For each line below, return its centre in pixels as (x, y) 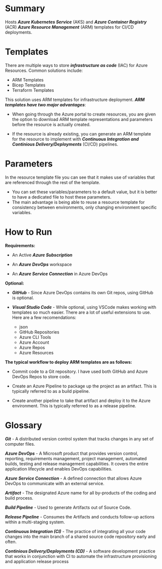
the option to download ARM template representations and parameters (82, 119)
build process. (19, 498)
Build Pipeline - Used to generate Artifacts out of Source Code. (68, 507)
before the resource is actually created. (51, 124)
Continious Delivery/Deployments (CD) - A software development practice (80, 551)
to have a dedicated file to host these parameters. (62, 197)
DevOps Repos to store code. (41, 376)
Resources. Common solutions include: (44, 70)
